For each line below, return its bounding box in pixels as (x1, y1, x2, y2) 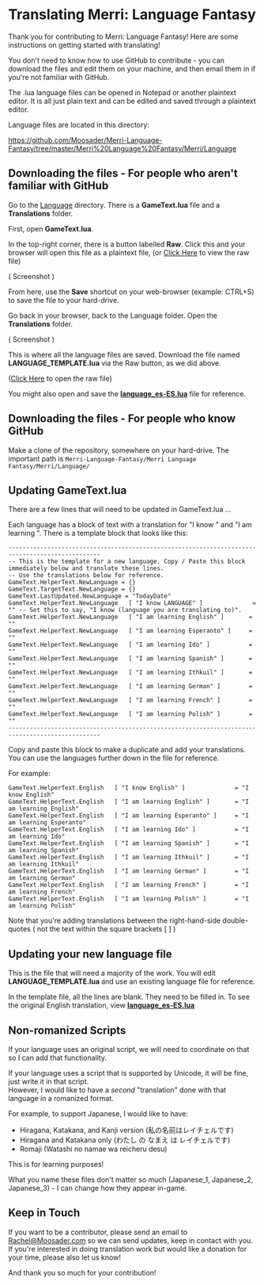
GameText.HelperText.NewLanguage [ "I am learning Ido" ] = (8, 641, 253, 649)
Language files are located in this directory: (8, 120, 150, 129)
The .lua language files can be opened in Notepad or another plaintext (8, 87, 237, 97)
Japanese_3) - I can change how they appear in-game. (8, 1184, 187, 1192)
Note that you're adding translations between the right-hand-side (8, 916, 221, 925)
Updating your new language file (8, 947, 172, 961)
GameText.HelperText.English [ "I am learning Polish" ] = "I (8, 895, 249, 903)
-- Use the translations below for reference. (8, 572, 164, 579)
